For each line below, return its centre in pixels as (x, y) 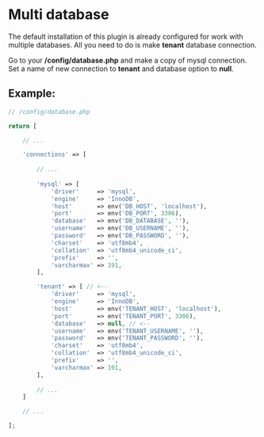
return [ (23, 126)
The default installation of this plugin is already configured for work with (126, 36)
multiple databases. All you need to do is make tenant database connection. (133, 44)
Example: (32, 94)
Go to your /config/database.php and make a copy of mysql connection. (128, 60)
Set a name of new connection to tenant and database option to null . (121, 68)
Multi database (59, 15)
